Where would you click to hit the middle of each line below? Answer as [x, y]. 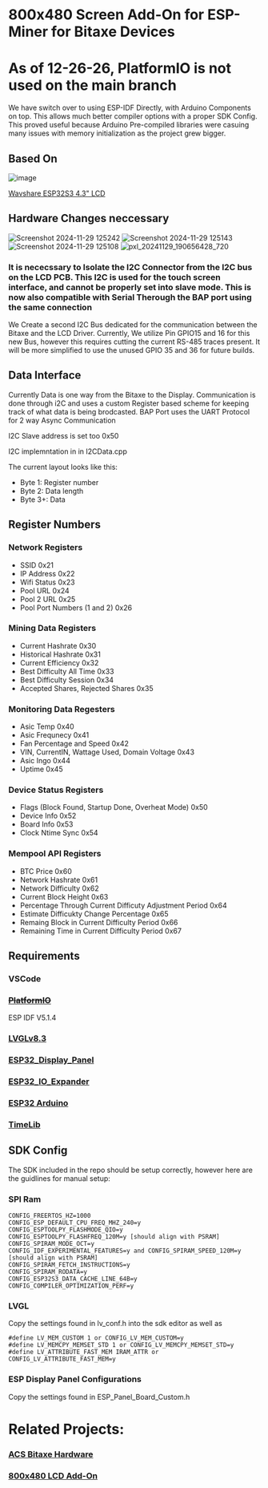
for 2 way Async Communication [62, 420]
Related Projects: [66, 1429]
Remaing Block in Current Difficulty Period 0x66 [99, 922]
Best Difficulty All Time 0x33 [67, 671]
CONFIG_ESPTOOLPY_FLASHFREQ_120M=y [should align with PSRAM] [114, 1237]
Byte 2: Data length [52, 491]
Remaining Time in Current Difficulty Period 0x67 [101, 931]
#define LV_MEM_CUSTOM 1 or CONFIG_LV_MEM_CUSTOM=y [96, 1338]
